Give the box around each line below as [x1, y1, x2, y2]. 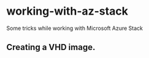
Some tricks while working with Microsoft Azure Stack [6, 24, 143, 32]
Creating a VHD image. [6, 42, 96, 53]
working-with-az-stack [6, 4, 129, 18]
